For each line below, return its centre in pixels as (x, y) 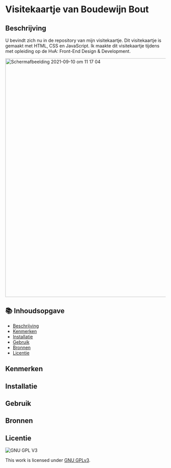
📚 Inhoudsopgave (35, 311)
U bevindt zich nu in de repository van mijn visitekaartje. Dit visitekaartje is (83, 40)
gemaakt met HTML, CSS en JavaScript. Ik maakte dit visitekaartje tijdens (82, 46)
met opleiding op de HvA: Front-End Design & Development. (68, 51)
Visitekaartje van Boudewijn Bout (77, 9)
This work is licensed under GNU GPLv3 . (48, 460)
